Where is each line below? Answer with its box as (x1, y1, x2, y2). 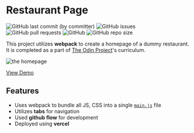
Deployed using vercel (14, 120, 70, 127)
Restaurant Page (6, 3, 89, 17)
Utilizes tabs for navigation (14, 107, 80, 114)
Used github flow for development (14, 114, 98, 121)
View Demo (6, 69, 34, 76)
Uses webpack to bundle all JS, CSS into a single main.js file (14, 101, 162, 108)
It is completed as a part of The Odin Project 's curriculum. (6, 46, 146, 53)
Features (6, 86, 39, 96)
